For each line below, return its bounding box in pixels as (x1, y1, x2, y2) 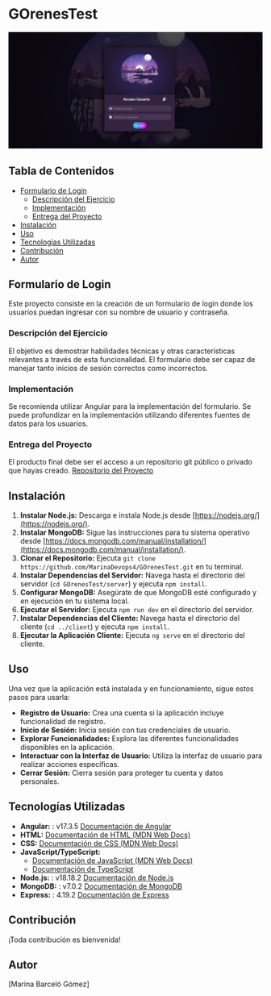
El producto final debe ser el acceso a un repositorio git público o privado (8, 457, 252, 467)
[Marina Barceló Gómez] (8, 979, 90, 989)
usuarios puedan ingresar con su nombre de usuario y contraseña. (8, 307, 230, 317)
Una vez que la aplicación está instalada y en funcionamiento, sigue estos (8, 683, 254, 694)
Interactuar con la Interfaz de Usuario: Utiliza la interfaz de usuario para (19, 751, 263, 761)
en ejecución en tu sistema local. (19, 596, 130, 606)
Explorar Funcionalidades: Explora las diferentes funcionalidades (19, 733, 240, 743)
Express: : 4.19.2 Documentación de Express (19, 890, 169, 899)
